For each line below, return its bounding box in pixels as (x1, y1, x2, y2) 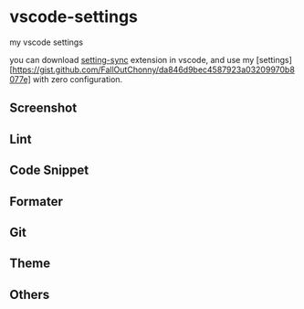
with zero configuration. (33, 73, 123, 84)
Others (9, 286, 50, 303)
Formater (9, 194, 64, 209)
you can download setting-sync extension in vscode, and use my (9, 54, 255, 65)
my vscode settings (9, 37, 84, 48)
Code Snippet (9, 163, 89, 178)
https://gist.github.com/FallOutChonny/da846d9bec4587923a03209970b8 (12, 64, 295, 75)
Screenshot (9, 101, 78, 116)
